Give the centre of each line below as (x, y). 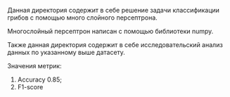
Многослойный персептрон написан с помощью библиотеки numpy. (110, 31)
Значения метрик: (34, 66)
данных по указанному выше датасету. (66, 52)
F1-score (30, 87)
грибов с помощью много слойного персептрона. (83, 18)
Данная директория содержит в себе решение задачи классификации (114, 10)
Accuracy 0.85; (39, 79)
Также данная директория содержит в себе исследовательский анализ (115, 45)
